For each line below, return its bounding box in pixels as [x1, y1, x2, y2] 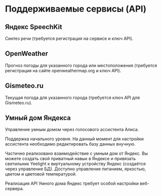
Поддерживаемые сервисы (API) [5, 3, 146, 15]
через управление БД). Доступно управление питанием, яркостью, [5, 166, 146, 172]
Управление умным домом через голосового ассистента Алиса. [5, 127, 139, 132]
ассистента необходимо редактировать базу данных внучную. [5, 141, 136, 147]
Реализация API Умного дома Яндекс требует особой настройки [5, 180, 139, 186]
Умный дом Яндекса [5, 114, 71, 122]
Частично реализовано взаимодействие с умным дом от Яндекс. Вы [5, 150, 148, 156]
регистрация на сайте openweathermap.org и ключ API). [5, 67, 121, 73]
